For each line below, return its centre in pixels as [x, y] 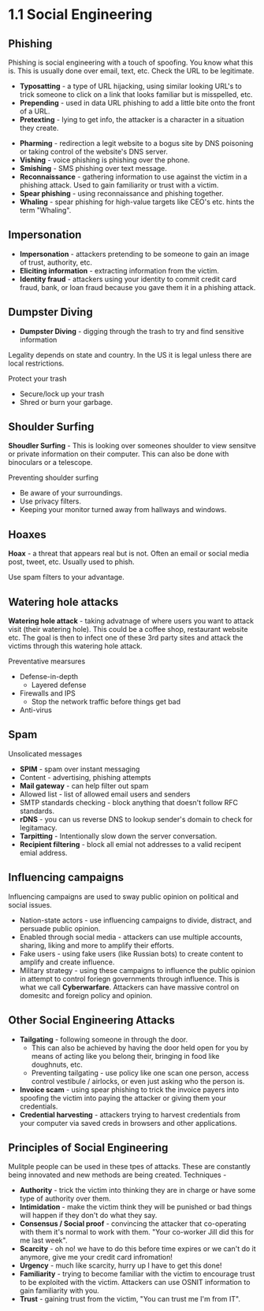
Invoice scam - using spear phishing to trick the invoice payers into [129, 1090]
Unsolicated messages [45, 753]
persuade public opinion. [60, 928]
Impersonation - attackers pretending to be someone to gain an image [134, 254]
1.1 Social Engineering [80, 15]
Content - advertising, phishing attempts [85, 777]
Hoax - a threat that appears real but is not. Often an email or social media [129, 554]
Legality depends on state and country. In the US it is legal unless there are [130, 355]
